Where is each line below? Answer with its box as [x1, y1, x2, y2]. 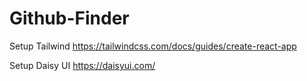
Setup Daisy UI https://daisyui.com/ [9, 59, 156, 71]
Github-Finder [9, 7, 130, 30]
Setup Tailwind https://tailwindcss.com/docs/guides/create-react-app [9, 40, 297, 52]
